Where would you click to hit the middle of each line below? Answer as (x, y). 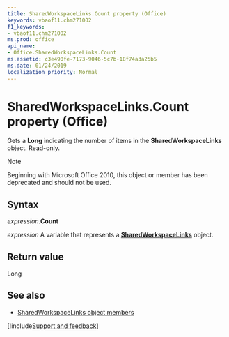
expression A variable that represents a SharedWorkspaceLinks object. (110, 235)
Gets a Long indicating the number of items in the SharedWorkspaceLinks (114, 141)
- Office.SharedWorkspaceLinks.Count (62, 53)
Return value (35, 256)
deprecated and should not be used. (59, 183)
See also (26, 295)
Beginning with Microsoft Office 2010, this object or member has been (108, 175)
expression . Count (33, 221)
